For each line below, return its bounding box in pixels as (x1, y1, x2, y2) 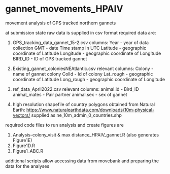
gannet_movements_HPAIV (5, 3, 123, 15)
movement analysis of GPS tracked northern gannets (5, 20, 116, 26)
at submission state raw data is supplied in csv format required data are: (5, 29, 156, 36)
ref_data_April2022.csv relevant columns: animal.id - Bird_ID (12, 86, 139, 92)
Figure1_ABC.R (12, 148, 44, 154)
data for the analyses (5, 163, 50, 169)
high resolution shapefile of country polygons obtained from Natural (12, 101, 155, 107)
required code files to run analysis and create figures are (5, 122, 124, 128)
